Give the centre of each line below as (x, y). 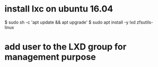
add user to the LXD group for (66, 47)
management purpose (50, 57)
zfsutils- (145, 22)
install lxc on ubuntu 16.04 (59, 9)
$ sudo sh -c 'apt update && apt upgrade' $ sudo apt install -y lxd (70, 22)
